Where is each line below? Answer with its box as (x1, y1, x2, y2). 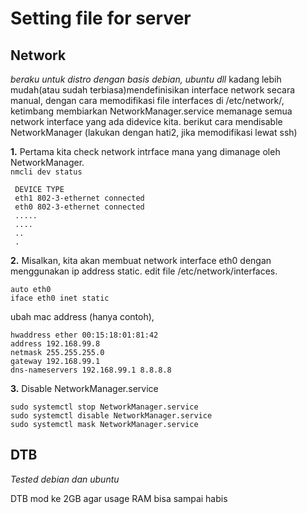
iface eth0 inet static (10, 293, 110, 303)
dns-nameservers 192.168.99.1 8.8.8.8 (10, 365, 172, 375)
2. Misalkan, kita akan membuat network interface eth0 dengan (10, 255, 272, 266)
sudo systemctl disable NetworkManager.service (10, 411, 213, 421)
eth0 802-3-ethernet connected (14, 202, 145, 212)
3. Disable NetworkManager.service (10, 383, 159, 394)
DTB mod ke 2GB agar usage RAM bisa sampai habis (10, 492, 228, 504)
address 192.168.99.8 (10, 339, 101, 349)
